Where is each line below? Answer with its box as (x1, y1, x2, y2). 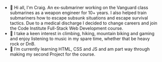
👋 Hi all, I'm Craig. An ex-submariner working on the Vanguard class (9, 5, 148, 10)
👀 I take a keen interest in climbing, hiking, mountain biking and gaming (9, 31, 155, 36)
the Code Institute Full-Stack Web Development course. (9, 25, 123, 31)
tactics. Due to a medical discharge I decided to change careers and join (9, 20, 158, 26)
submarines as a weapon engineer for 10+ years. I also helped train (9, 10, 147, 16)
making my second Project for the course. (9, 51, 95, 57)
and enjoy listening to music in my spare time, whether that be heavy (9, 36, 150, 41)
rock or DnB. (9, 41, 36, 46)
